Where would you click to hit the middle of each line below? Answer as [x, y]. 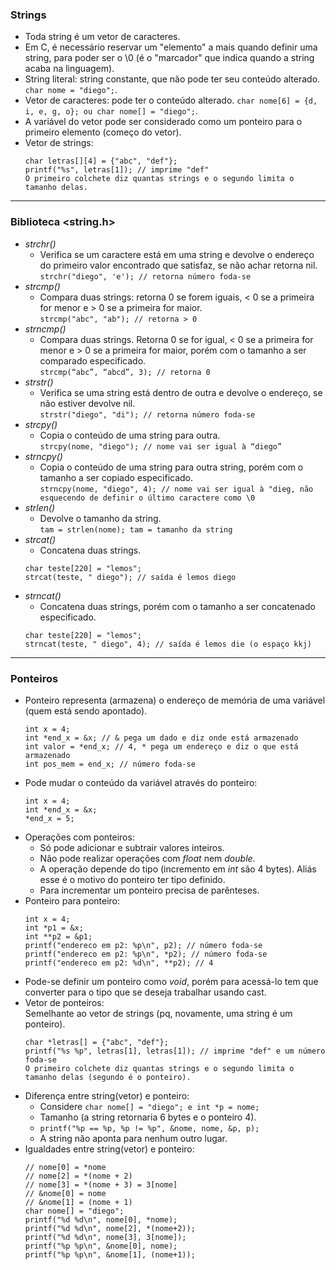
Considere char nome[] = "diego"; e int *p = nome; [149, 1106]
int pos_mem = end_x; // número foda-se [110, 764]
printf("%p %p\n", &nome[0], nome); [101, 1246]
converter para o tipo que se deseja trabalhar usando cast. [145, 992]
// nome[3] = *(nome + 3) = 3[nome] [101, 1184]
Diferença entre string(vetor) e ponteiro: [107, 1095]
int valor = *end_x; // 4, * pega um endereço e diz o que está [161, 746]
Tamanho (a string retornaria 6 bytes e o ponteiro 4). [148, 1117]
